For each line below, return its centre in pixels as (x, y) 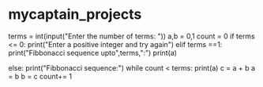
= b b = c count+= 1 (40, 76)
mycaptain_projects (75, 14)
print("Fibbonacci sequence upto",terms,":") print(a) (93, 53)
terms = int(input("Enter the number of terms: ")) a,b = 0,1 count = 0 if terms (131, 36)
